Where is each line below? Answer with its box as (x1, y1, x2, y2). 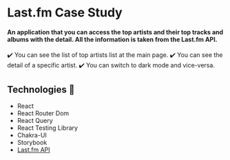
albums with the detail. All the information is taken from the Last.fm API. (7, 35, 218, 43)
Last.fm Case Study (7, 5, 123, 21)
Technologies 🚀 (7, 84, 75, 95)
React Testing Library (17, 124, 78, 132)
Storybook (17, 139, 48, 147)
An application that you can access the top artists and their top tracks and (7, 27, 224, 36)
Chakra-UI (17, 131, 47, 139)
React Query (17, 117, 53, 125)
